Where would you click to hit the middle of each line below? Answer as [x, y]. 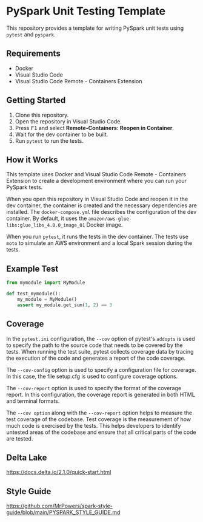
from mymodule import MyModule [46, 283]
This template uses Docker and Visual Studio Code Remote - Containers [96, 174]
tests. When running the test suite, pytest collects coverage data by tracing [100, 351]
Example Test [32, 269]
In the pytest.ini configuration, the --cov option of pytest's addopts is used [101, 338]
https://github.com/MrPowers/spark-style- [60, 506]
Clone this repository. [42, 115]
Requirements [33, 54]
